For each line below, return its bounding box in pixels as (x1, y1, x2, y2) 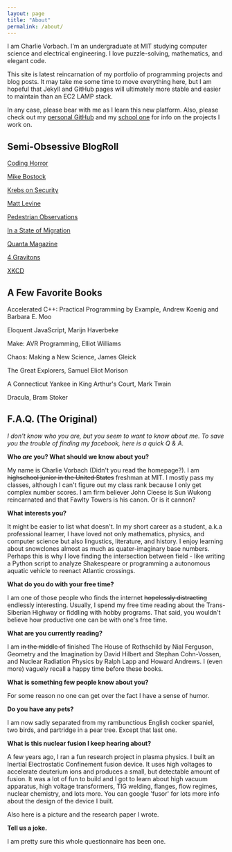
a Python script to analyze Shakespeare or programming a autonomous (7, 559, 211, 568)
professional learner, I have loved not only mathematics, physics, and (7, 529, 204, 538)
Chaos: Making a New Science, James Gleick (7, 353, 136, 361)
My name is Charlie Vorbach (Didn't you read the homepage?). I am (7, 466, 199, 474)
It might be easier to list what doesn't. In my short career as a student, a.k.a (7, 522, 223, 531)
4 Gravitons (7, 253, 41, 262)
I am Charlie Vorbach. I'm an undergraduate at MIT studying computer (7, 42, 208, 51)
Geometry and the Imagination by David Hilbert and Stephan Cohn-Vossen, (7, 649, 222, 658)
